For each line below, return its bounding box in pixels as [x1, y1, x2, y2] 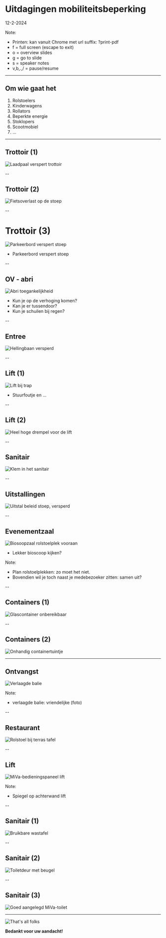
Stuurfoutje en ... [12, 392, 47, 398]
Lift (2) [5, 416, 26, 424]
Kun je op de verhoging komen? [12, 298, 78, 304]
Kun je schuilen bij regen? [12, 308, 65, 314]
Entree [5, 332, 26, 341]
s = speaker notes [12, 60, 49, 66]
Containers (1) [5, 598, 49, 607]
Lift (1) [5, 369, 25, 378]
